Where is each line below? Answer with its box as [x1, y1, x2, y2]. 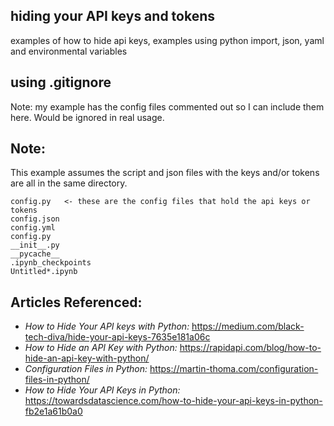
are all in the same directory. [10, 177, 128, 189]
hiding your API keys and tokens [10, 8, 216, 25]
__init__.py [10, 240, 60, 251]
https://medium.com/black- [191, 320, 305, 333]
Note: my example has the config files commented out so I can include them [10, 100, 325, 113]
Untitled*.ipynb [10, 267, 78, 277]
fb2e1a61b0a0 [24, 405, 83, 418]
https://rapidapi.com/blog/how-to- [179, 342, 322, 354]
